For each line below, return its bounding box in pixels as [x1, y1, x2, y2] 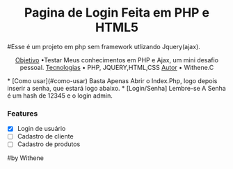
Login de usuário [17, 125, 66, 133]
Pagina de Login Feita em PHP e [24, 5, 210, 21]
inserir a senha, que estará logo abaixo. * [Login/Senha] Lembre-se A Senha [7, 84, 226, 92]
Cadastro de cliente [17, 132, 74, 141]
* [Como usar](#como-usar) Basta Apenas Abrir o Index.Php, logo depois [7, 76, 218, 84]
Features [7, 109, 38, 118]
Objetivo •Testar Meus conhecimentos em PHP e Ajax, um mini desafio [15, 55, 219, 64]
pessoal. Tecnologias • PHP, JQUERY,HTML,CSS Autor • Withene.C [19, 63, 214, 71]
